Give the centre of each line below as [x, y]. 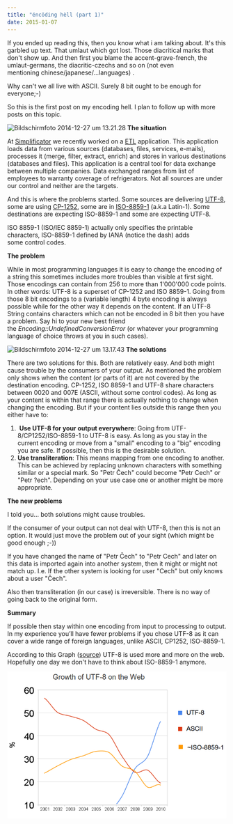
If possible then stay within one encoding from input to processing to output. [117, 626]
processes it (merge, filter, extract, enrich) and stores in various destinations [117, 156]
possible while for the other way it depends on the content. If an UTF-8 [109, 306]
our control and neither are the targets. [63, 185]
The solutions [146, 349]
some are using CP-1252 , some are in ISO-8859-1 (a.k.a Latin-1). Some [109, 206]
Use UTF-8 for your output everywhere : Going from [95, 428]
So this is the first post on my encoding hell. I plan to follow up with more [111, 107]
